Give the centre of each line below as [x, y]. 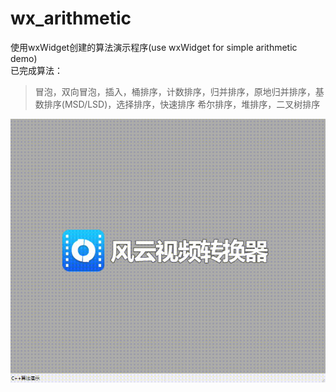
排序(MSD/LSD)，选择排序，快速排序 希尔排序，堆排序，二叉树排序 [182, 104]
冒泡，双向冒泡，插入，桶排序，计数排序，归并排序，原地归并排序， [175, 91]
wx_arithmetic [71, 18]
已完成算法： [36, 70]
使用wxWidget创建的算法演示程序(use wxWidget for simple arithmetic [154, 47]
